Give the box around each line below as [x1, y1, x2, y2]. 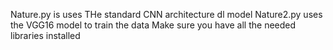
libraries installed [10, 30, 81, 41]
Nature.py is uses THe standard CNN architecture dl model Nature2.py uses [10, 9, 323, 20]
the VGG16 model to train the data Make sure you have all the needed [10, 19, 297, 31]
